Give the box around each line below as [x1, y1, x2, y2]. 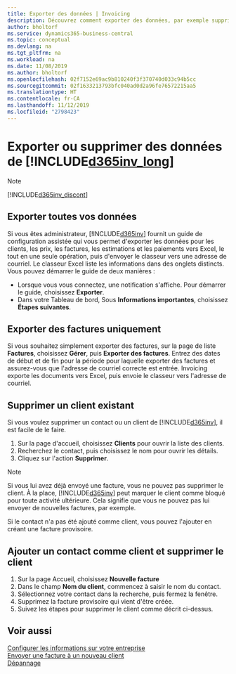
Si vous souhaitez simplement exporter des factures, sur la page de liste [7, 342, 216, 350]
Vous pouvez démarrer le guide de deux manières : [7, 266, 156, 275]
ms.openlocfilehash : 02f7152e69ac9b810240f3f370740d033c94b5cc [7, 75, 197, 83]
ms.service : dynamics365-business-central [7, 30, 133, 37]
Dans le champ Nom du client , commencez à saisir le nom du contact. [17, 582, 221, 590]
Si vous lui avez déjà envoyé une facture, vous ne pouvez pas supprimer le [7, 481, 223, 490]
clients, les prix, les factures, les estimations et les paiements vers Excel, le [7, 244, 225, 253]
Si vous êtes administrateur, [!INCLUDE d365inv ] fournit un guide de [7, 229, 203, 238]
